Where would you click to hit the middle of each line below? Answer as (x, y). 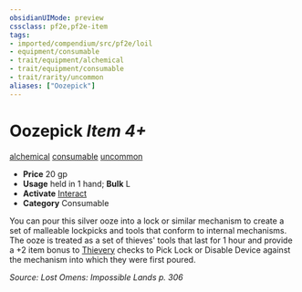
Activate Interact (55, 193)
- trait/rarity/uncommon (57, 78)
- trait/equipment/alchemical (67, 60)
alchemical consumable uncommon (76, 156)
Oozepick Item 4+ (78, 131)
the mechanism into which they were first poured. (103, 259)
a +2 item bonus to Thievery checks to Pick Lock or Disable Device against (150, 250)
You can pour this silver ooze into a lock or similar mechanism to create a (147, 221)
